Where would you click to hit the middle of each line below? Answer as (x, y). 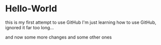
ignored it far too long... (30, 27)
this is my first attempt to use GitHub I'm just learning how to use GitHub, (81, 22)
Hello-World (31, 9)
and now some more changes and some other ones (59, 37)
